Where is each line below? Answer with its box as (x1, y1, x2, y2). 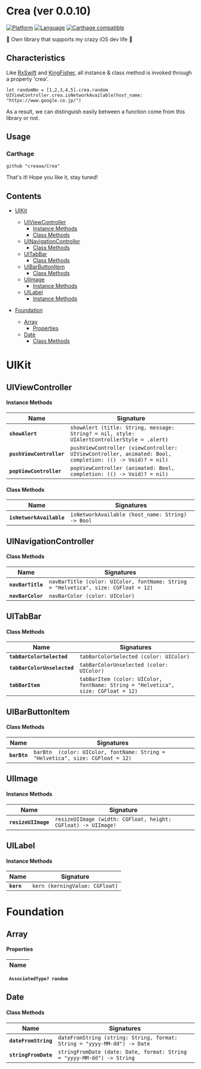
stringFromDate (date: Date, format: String (57, 1048, 187, 1055)
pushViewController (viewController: (70, 445, 178, 451)
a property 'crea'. (6, 75, 49, 82)
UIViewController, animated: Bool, (70, 451, 172, 457)
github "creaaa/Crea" (6, 163, 60, 169)
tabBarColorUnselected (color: (79, 661, 169, 668)
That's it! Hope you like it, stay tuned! (6, 174, 98, 181)
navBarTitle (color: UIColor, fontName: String (48, 578, 187, 585)
